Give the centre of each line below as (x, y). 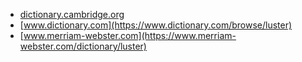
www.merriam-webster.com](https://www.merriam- (130, 35)
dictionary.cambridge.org (72, 14)
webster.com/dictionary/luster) (83, 46)
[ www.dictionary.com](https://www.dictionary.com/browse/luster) (156, 25)
